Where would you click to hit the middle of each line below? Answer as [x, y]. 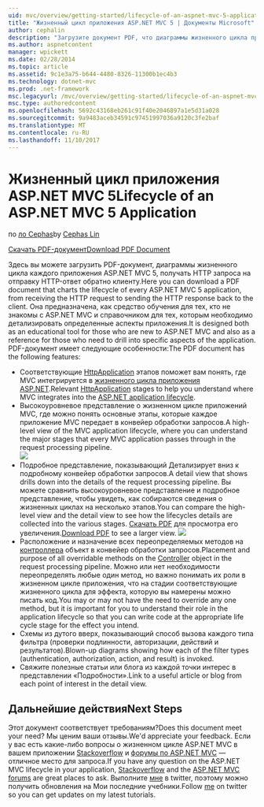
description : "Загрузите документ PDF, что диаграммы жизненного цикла [128, 37]
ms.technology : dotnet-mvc [52, 81]
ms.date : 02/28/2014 [42, 60]
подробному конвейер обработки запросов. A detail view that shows [134, 474]
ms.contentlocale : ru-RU [49, 132]
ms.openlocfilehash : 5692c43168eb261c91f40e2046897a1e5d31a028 [114, 111]
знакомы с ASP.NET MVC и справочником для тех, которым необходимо [130, 315]
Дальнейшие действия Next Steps [95, 709]
